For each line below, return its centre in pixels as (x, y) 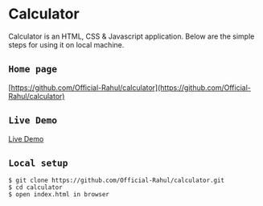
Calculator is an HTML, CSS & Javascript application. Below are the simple (131, 36)
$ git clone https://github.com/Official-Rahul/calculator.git (117, 181)
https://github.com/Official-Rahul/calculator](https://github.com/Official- (131, 87)
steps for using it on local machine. (66, 44)
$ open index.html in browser (59, 195)
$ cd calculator (35, 187)
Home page (33, 69)
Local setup (38, 163)
